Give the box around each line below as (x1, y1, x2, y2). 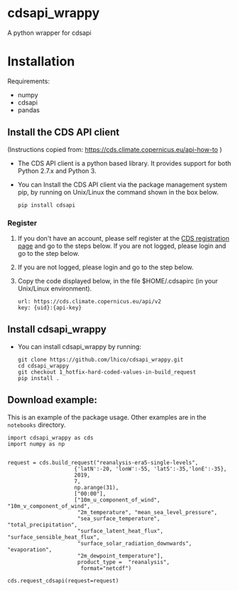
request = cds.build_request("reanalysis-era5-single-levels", (7, 459, 199, 466)
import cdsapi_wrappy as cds (7, 434, 94, 441)
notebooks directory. (7, 421, 66, 429)
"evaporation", (7, 546, 53, 553)
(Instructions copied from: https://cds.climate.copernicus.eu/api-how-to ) (7, 145, 222, 153)
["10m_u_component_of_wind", (74, 496, 161, 504)
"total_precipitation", (7, 521, 78, 528)
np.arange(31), (74, 484, 119, 491)
